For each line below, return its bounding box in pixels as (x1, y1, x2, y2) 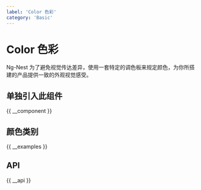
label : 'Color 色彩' (6, 8, 57, 15)
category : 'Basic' (6, 15, 53, 21)
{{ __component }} (6, 107, 52, 115)
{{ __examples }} (6, 143, 48, 151)
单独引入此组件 (6, 90, 63, 101)
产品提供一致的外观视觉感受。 (16, 71, 92, 79)
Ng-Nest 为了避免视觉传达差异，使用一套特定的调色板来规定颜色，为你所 (6, 64, 190, 71)
